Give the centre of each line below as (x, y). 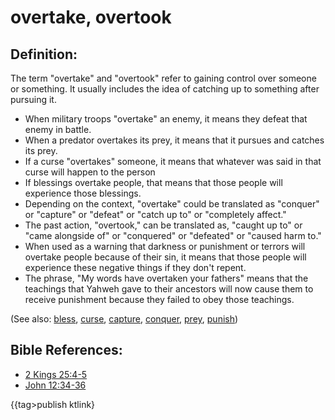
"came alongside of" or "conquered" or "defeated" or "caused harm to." (173, 235)
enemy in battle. (58, 129)
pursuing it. (33, 99)
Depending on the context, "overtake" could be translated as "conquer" (172, 204)
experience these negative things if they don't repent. (135, 267)
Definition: (44, 54)
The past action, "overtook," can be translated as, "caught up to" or (163, 225)
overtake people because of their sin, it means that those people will (165, 257)
